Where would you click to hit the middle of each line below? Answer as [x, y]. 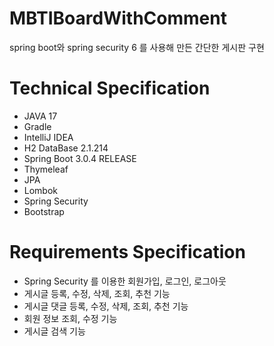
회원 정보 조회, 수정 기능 [70, 318]
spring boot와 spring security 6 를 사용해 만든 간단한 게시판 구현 [137, 47]
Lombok [41, 190]
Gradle [37, 126]
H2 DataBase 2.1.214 [66, 148]
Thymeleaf [46, 169]
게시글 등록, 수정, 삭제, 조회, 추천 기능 [97, 293]
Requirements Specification [127, 252]
